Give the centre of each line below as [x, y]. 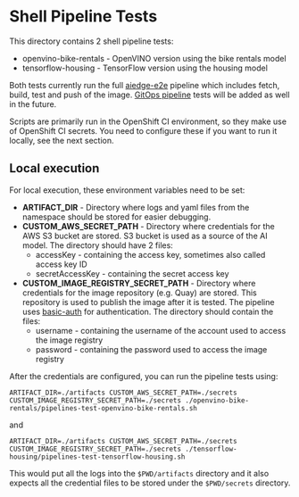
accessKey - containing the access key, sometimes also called [150, 254]
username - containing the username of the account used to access [161, 330]
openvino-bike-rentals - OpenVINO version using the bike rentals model [154, 58]
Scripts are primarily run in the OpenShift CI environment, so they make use [148, 121]
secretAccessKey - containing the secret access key [132, 273]
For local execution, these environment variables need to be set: [127, 190]
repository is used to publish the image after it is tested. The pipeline [148, 302]
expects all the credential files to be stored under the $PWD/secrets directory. [150, 483]
